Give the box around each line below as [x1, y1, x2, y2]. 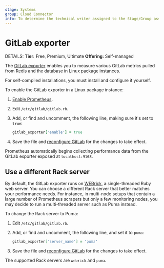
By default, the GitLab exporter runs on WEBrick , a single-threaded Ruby [5, 181, 151, 186]
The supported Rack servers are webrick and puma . [5, 257, 106, 263]
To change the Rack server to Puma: [5, 211, 78, 216]
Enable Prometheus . [12, 96, 53, 103]
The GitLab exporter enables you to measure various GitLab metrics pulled [5, 63, 155, 69]
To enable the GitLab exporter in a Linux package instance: [5, 87, 123, 93]
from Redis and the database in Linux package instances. [5, 68, 121, 74]
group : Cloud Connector [5, 12, 54, 17]
